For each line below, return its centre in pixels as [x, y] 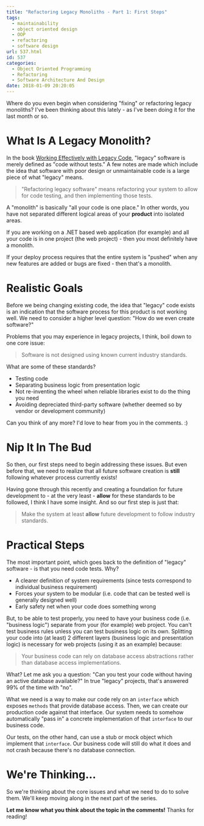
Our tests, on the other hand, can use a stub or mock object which [89, 737]
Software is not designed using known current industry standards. [104, 354]
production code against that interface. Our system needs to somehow [95, 712]
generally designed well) [46, 600]
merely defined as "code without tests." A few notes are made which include [102, 164]
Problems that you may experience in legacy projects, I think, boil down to [99, 336]
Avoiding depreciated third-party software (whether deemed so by [99, 404]
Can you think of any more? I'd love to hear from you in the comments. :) [97, 423]
